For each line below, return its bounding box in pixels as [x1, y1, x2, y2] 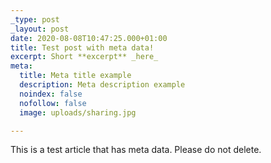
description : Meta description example [19, 80, 186, 90]
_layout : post [10, 24, 70, 34]
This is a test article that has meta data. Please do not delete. [10, 144, 262, 156]
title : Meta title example [19, 71, 132, 81]
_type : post [10, 14, 60, 25]
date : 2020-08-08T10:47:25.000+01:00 [10, 33, 168, 43]
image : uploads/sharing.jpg [19, 107, 137, 118]
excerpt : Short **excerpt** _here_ [10, 52, 159, 62]
